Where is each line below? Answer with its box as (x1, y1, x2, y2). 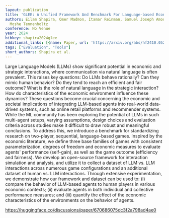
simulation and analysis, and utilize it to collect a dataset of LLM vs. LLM (5, 160, 155, 166)
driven (5, 106, 19, 112)
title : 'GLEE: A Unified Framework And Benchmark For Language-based (5, 12, 154, 17)
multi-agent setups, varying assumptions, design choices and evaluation (5, 117, 156, 123)
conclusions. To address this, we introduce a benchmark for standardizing (5, 127, 159, 133)
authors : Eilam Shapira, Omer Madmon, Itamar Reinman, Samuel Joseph (5, 17, 154, 22)
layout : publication (5, 7, 49, 13)
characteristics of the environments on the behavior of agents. (5, 197, 135, 203)
